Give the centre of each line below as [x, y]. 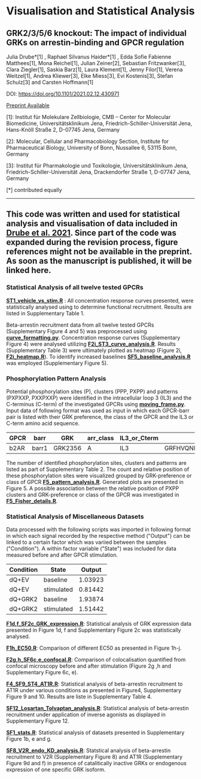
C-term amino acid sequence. [43, 423]
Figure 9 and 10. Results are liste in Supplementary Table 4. [79, 697]
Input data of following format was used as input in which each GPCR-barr [98, 410]
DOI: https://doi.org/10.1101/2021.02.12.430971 [63, 94]
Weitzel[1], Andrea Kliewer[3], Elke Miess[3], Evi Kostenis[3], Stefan [90, 76]
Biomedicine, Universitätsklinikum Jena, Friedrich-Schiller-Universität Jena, [99, 123]
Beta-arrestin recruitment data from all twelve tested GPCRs [80, 325]
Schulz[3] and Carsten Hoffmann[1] [50, 82]
